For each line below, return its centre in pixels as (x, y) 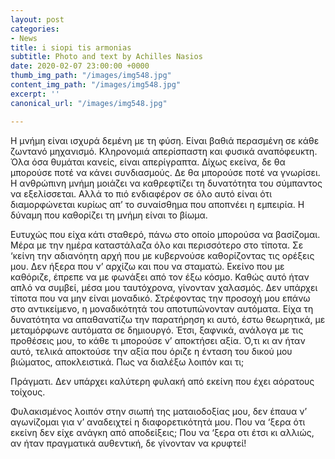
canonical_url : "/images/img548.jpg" (89, 103)
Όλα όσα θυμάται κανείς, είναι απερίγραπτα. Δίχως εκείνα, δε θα (148, 162)
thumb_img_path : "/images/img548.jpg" (91, 76)
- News (24, 38)
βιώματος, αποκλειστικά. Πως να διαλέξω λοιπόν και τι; (127, 362)
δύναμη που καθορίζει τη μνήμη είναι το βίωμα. (109, 215)
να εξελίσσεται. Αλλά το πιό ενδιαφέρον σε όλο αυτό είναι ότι (141, 193)
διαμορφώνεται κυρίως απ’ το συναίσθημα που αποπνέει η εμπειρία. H (157, 204)
